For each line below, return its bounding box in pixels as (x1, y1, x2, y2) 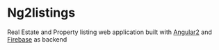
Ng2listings (7, 5, 76, 21)
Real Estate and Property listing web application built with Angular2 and (7, 28, 212, 36)
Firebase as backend (7, 35, 67, 43)
